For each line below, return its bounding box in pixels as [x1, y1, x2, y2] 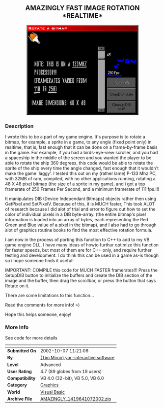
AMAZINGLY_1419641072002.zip [40, 396, 111, 402]
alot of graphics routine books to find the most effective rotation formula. [5, 227, 153, 233]
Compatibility [7, 375, 36, 381]
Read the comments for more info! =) [5, 302, 80, 308]
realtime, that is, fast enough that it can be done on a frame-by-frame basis [5, 144, 158, 150]
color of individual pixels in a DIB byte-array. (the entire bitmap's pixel [5, 211, 146, 217]
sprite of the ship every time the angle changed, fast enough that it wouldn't [5, 165, 159, 171]
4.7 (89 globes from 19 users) [40, 368, 102, 374]
